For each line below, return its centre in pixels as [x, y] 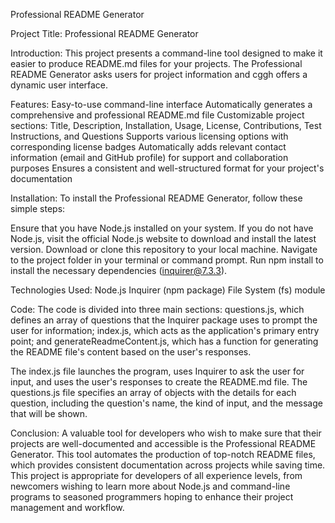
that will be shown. [49, 413]
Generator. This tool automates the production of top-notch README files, [163, 454]
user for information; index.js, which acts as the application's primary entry [165, 330]
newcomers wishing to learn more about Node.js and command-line [150, 486]
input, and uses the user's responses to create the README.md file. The [159, 382]
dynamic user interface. [59, 85]
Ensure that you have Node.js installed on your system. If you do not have [162, 228]
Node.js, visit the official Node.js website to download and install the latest [163, 238]
